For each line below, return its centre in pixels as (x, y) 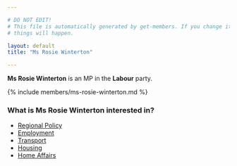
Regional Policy (40, 126)
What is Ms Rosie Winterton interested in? (81, 110)
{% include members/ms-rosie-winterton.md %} (78, 92)
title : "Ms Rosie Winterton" (50, 52)
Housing (30, 148)
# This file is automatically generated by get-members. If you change (115, 26)
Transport (32, 141)
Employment (36, 133)
